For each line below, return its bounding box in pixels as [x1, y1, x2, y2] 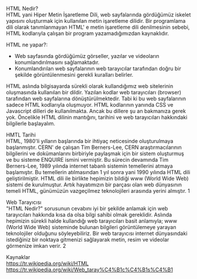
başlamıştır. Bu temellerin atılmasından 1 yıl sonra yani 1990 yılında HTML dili [6, 169, 191, 175]
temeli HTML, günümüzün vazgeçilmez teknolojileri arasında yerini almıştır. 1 [6, 188, 191, 194]
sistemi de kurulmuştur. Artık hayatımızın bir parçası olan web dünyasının [6, 181, 182, 188]
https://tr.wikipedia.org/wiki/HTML [6, 260, 89, 267]
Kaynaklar [6, 254, 30, 260]
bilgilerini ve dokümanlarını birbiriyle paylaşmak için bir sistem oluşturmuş [6, 150, 185, 157]
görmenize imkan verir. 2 [6, 243, 66, 249]
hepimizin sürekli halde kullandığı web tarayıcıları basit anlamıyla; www [6, 217, 178, 224]
